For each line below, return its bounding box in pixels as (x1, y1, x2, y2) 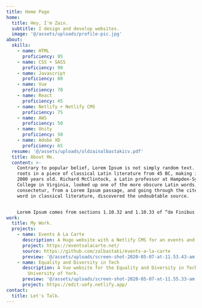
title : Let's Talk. (11, 292, 61, 299)
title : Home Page (6, 8, 50, 15)
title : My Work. (11, 220, 52, 226)
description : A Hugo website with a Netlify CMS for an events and (22, 237, 195, 243)
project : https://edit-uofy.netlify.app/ (22, 282, 128, 288)
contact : (6, 287, 28, 293)
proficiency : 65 (22, 142, 63, 149)
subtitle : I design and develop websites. (11, 25, 120, 32)
